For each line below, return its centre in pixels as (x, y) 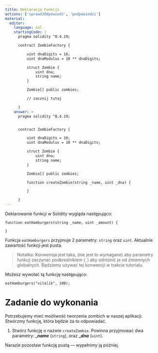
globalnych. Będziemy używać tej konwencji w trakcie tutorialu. (80, 265)
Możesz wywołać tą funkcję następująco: (46, 274)
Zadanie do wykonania (52, 303)
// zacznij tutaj (44, 99)
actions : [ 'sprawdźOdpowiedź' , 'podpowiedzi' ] (53, 14)
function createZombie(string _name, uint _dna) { (79, 183)
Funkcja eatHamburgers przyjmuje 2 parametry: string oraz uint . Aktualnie (79, 240)
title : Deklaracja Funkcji (32, 9)
